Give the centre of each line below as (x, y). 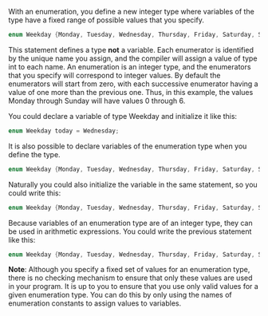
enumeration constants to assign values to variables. (95, 303)
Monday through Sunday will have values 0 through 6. (97, 101)
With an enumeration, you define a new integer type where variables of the (132, 12)
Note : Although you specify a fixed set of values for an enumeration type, (129, 270)
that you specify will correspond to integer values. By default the (114, 75)
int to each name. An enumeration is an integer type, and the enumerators (130, 66)
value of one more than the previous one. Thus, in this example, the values (131, 92)
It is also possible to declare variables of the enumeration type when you (128, 146)
